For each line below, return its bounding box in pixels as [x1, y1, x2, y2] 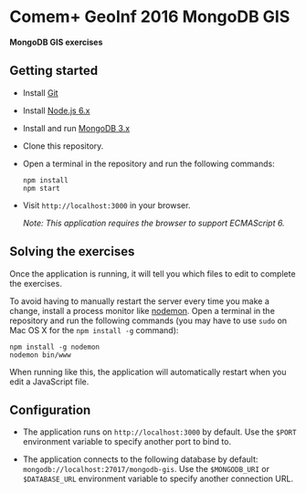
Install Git [22, 87, 58, 98]
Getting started [9, 63, 99, 79]
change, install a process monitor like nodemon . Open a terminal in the [9, 305, 276, 316]
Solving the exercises [9, 244, 135, 259]
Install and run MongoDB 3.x [22, 122, 131, 133]
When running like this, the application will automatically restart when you [9, 366, 287, 377]
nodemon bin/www [9, 350, 71, 360]
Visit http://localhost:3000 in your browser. [22, 199, 191, 211]
